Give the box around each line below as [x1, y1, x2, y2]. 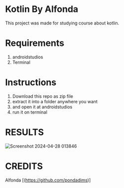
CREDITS [5, 161, 43, 172]
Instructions [5, 77, 57, 88]
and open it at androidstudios [12, 104, 73, 110]
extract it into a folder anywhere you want [12, 98, 98, 104]
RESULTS [5, 127, 44, 138]
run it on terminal [12, 109, 48, 115]
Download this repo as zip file [12, 93, 73, 99]
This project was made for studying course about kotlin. [5, 20, 120, 26]
